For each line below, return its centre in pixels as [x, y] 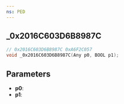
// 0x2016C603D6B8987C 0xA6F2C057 [49, 50]
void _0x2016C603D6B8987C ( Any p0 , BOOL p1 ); [63, 55]
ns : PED [16, 12]
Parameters [28, 74]
